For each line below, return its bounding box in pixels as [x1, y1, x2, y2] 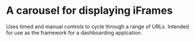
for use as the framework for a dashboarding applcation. [6, 29, 142, 36]
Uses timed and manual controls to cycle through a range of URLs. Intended [6, 23, 189, 30]
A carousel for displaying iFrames [6, 4, 173, 17]
